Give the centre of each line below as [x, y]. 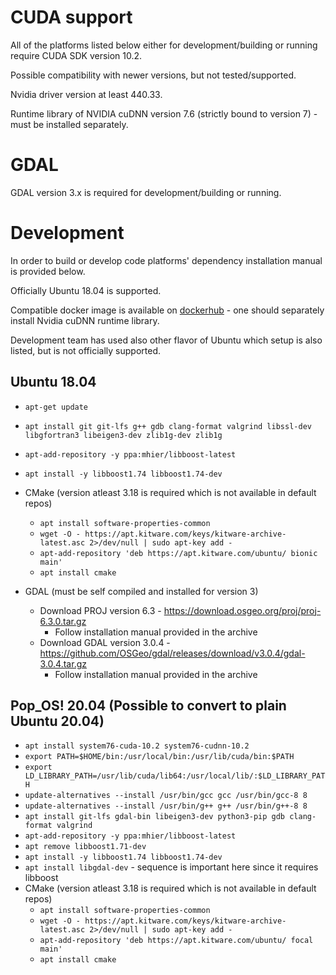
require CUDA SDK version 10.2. [76, 55]
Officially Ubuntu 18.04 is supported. [86, 290]
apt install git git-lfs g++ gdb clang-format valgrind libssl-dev [168, 426]
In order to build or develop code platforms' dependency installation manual [166, 260]
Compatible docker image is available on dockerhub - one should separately [167, 310]
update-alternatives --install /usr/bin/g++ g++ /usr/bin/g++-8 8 [166, 806]
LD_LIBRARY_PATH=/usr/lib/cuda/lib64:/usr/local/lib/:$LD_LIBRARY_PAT [175, 776]
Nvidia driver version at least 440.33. [86, 94]
